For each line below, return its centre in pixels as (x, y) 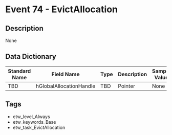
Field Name (66, 74)
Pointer (127, 86)
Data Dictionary (31, 57)
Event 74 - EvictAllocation (62, 9)
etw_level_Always (31, 117)
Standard (19, 71)
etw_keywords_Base (34, 122)
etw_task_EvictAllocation (39, 127)
